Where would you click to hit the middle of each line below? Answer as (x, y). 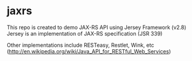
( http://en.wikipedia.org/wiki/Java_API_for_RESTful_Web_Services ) (89, 51)
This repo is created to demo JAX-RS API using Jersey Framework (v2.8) (97, 27)
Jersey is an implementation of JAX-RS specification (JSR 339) (85, 33)
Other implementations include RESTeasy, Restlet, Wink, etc (80, 45)
